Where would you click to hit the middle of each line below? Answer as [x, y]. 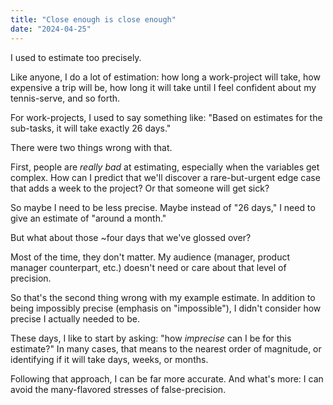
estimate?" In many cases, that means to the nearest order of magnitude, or [166, 348]
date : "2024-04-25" [51, 29]
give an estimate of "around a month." [88, 218]
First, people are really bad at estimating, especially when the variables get [165, 167]
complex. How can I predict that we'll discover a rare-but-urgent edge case [165, 177]
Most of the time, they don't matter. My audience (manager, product [150, 257]
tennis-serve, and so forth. [65, 98]
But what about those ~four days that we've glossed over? [131, 237]
